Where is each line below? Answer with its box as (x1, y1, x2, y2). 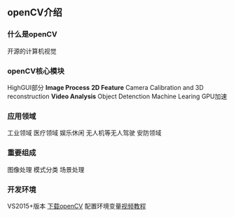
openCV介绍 (7, 6, 62, 19)
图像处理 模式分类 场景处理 (7, 165, 85, 173)
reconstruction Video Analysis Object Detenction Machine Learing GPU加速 (7, 92, 228, 100)
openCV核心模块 (7, 66, 65, 76)
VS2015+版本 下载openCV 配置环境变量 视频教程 (7, 202, 146, 210)
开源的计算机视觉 (7, 46, 57, 55)
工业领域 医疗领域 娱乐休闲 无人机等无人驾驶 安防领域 (7, 129, 162, 137)
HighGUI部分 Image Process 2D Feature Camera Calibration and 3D (7, 83, 205, 91)
